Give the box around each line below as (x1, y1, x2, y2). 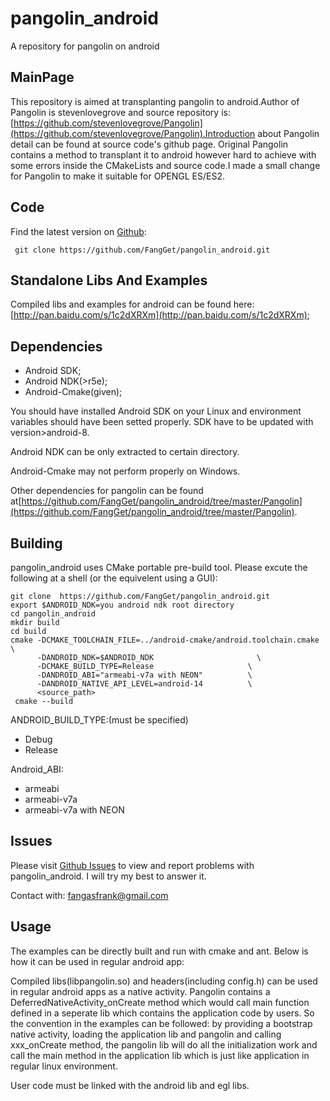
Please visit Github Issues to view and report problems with (10, 859, 255, 871)
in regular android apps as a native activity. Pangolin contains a (10, 985, 271, 997)
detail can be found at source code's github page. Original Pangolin (10, 138, 289, 150)
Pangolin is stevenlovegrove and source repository (10, 106, 220, 118)
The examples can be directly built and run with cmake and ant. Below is (10, 945, 309, 957)
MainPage (10, 69, 75, 86)
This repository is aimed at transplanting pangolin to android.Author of (10, 95, 300, 107)
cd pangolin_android (10, 609, 97, 619)
